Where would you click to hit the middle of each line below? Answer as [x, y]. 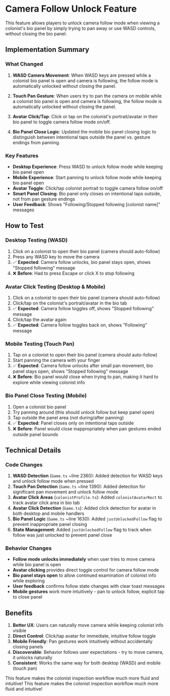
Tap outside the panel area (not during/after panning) [68, 417]
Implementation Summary [47, 49]
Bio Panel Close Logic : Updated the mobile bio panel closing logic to [84, 131]
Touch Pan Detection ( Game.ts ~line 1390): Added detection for [79, 487]
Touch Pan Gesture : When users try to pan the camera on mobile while [87, 96]
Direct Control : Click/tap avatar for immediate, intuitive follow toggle [84, 636]
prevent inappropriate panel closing [50, 524]
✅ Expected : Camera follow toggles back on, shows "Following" [80, 325]
